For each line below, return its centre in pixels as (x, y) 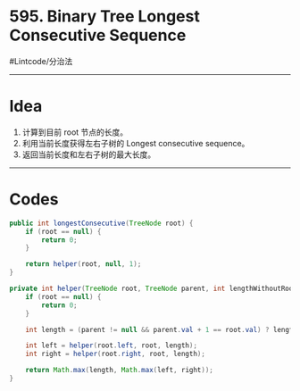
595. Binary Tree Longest (105, 17)
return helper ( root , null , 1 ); (83, 264)
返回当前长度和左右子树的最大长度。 (89, 154)
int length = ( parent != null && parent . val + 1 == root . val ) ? (147, 329)
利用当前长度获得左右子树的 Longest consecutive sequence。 (136, 143)
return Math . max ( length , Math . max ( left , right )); (120, 370)
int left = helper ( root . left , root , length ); (112, 345)
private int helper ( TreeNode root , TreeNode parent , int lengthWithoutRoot (153, 289)
